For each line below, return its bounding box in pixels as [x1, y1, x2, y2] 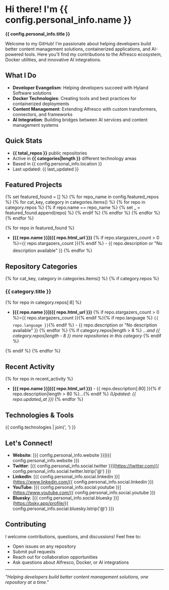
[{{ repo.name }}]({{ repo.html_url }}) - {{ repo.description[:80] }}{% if [12, 386, 161, 392]
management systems [12, 122, 59, 128]
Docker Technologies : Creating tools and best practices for [12, 95, 137, 101]
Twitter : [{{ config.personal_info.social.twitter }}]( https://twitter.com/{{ [12, 463, 159, 469]
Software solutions [12, 90, 52, 96]
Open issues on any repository [12, 543, 76, 549]
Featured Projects [5, 180, 62, 189]
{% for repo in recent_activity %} [5, 376, 73, 382]
